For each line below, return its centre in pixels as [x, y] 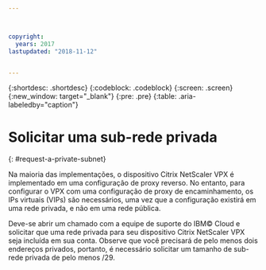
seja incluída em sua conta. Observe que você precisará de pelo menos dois [133, 241]
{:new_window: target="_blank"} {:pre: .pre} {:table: [93, 96]
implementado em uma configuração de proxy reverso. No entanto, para [127, 183]
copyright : [26, 37]
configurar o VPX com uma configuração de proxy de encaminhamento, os [131, 191]
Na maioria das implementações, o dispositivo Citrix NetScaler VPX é [121, 174]
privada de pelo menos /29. [70, 258]
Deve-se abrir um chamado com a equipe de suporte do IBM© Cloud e [124, 224]
